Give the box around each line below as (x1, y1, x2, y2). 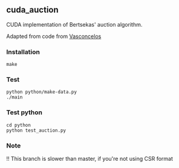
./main (6, 94, 23, 100)
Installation (6, 48, 41, 56)
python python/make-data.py (6, 89, 77, 95)
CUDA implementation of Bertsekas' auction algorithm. (6, 21, 143, 28)
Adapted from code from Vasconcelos (6, 33, 102, 40)
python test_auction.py (6, 127, 67, 134)
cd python (6, 122, 31, 128)
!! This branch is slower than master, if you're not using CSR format (6, 155, 174, 162)
